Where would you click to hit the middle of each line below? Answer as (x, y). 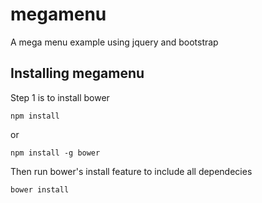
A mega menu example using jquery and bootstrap (114, 42)
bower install (40, 189)
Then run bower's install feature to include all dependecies (131, 171)
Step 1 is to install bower (60, 97)
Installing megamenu (77, 73)
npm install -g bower (55, 153)
